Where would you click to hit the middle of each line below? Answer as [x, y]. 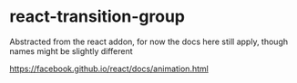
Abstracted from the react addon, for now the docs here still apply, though [149, 41]
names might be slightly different [72, 51]
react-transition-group [97, 17]
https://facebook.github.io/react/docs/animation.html [109, 69]
